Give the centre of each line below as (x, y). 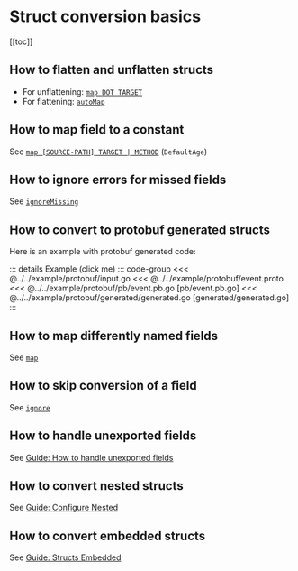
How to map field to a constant (97, 129)
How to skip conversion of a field (103, 386)
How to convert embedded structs (108, 535)
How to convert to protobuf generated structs (140, 230)
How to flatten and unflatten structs (112, 70)
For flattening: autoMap (63, 101)
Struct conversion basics (105, 17)
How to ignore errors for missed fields (118, 179)
